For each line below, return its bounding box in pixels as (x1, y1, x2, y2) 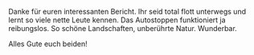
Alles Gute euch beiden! (8, 39, 88, 49)
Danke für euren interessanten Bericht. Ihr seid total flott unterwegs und (8, 7, 247, 16)
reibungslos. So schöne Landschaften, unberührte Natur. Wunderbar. (8, 24, 237, 33)
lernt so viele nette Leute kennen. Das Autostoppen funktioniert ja (8, 15, 227, 25)
